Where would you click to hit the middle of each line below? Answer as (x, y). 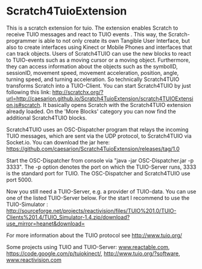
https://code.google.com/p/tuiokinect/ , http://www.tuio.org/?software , (93, 253)
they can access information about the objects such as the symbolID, (92, 66)
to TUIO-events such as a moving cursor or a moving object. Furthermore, (98, 60)
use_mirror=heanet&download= (46, 223)
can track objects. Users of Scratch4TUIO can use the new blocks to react (99, 53)
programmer (22, 41)
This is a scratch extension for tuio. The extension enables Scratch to (92, 28)
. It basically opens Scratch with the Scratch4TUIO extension (115, 105)
